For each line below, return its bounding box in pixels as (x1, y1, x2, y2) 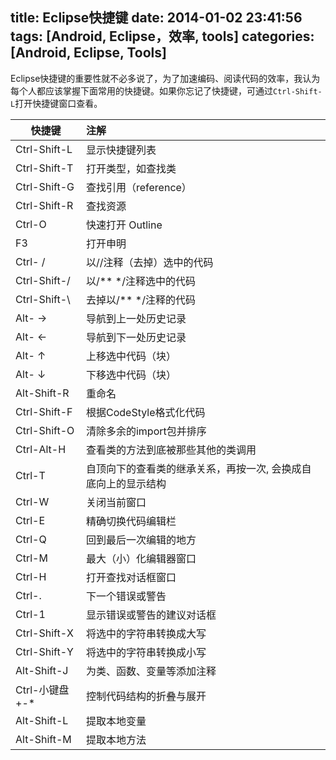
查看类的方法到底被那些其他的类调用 (85, 443, 257, 457)
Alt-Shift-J (15, 663, 69, 677)
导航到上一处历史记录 (85, 311, 187, 325)
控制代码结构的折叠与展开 (85, 689, 207, 703)
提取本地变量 (85, 714, 147, 728)
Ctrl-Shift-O (15, 423, 75, 437)
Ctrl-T (15, 468, 46, 482)
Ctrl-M (15, 551, 48, 565)
